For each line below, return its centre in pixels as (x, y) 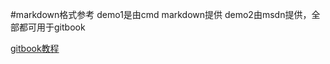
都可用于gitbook (52, 27)
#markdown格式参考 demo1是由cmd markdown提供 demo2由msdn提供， (161, 14)
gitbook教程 (35, 48)
